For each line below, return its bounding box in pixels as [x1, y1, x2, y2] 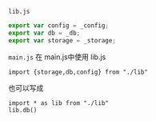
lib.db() [8, 106, 38, 114]
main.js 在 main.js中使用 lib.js [8, 52, 106, 62]
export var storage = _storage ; [8, 36, 116, 44]
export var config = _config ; [8, 22, 110, 30]
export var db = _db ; [8, 29, 81, 37]
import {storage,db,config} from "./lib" [8, 68, 149, 76]
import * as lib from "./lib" [8, 99, 110, 107]
